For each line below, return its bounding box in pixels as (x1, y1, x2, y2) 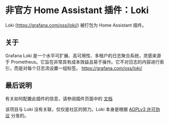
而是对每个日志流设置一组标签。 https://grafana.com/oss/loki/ (14, 65, 142, 71)
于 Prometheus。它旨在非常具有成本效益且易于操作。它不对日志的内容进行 (5, 59, 160, 65)
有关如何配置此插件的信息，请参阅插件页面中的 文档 (5, 95, 112, 101)
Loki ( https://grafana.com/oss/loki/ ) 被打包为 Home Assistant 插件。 (5, 22, 147, 28)
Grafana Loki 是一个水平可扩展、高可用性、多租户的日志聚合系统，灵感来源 (5, 52, 161, 58)
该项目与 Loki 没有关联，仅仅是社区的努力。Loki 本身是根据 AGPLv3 (5, 106, 146, 112)
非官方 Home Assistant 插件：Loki (5, 5, 149, 16)
